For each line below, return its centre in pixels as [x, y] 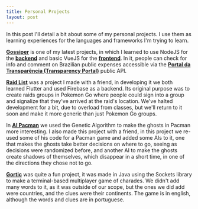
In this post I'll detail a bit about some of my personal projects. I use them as [99, 34]
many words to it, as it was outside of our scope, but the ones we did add [95, 187]
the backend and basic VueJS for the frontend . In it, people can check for [97, 58]
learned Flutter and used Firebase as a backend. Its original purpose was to [98, 88]
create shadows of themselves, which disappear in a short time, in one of [95, 156]
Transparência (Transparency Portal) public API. [66, 70]
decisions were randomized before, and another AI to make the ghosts [92, 150]
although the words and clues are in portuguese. [65, 200]
